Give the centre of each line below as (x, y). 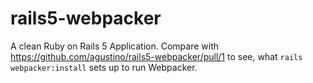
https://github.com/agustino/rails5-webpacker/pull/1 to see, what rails (156, 56)
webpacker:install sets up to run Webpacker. (104, 67)
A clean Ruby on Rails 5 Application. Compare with (114, 46)
